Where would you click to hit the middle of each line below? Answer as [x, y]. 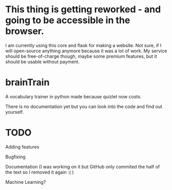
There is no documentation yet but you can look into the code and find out [84, 107]
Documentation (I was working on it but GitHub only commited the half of [83, 166]
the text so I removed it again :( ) [40, 172]
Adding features [22, 146]
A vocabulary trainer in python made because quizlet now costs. [73, 96]
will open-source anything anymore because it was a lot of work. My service [86, 51]
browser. [25, 31]
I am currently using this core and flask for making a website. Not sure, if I [83, 45]
